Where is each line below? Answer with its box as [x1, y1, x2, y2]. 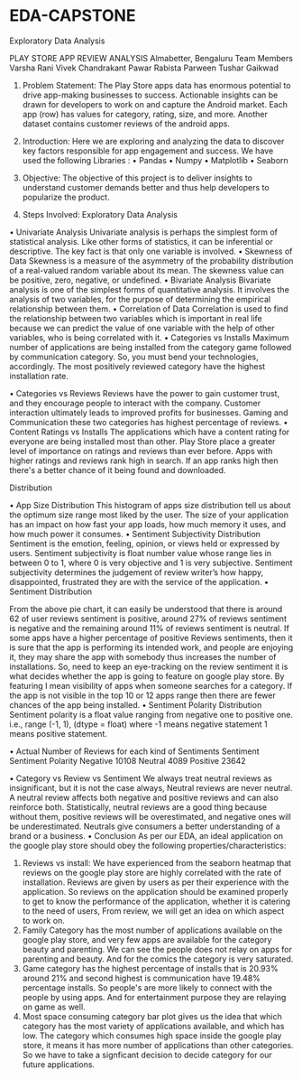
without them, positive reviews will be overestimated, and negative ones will [9, 811, 291, 822]
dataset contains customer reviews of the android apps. [22, 118, 230, 129]
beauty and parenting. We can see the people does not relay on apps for [22, 944, 293, 954]
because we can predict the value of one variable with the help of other [9, 322, 275, 333]
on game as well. [22, 1001, 86, 1012]
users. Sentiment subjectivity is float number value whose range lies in [9, 547, 272, 558]
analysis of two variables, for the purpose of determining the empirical [9, 293, 271, 304]
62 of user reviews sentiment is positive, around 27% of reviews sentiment [9, 613, 287, 624]
